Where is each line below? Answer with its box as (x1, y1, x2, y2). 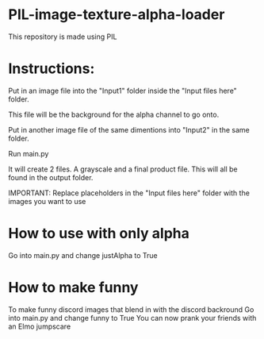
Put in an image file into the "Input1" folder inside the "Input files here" (8, 86, 238, 95)
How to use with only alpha (8, 225, 190, 243)
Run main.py (8, 148, 49, 158)
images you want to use (8, 196, 86, 206)
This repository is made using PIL (8, 32, 117, 41)
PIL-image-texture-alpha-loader (8, 6, 225, 24)
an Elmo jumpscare (8, 322, 71, 331)
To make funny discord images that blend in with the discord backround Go (8, 304, 254, 314)
